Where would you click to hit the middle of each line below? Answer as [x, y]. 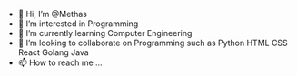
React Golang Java [53, 52]
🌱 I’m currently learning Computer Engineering [105, 33]
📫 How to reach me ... [60, 62]
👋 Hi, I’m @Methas [53, 14]
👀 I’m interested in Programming [78, 24]
